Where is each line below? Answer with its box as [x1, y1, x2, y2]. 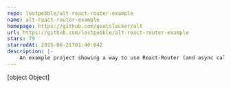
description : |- [7, 48, 54, 55]
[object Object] [7, 73, 50, 81]
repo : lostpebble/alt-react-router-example [7, 10, 134, 17]
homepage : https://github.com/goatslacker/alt [7, 23, 143, 29]
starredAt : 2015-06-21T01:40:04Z [7, 42, 103, 48]
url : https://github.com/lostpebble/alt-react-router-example [7, 29, 189, 36]
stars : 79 [7, 35, 36, 42]
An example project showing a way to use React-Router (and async [19, 55, 214, 61]
